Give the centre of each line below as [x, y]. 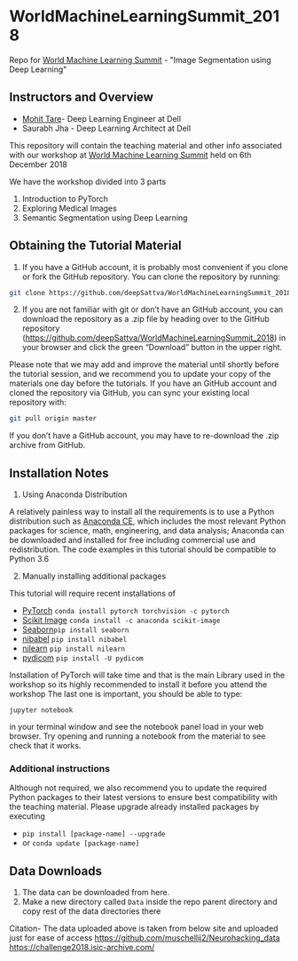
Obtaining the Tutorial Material [95, 246]
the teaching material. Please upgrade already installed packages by [134, 807]
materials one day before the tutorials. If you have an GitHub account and [143, 383]
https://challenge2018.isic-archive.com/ [82, 948]
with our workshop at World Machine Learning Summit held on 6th [130, 155]
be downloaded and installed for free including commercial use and [132, 541]
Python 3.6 [29, 559]
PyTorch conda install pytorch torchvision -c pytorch [125, 611]
